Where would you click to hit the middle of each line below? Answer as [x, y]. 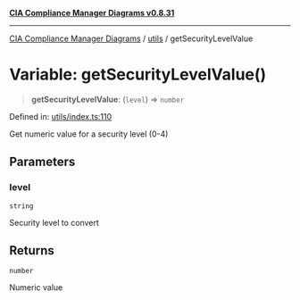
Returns [32, 250]
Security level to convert [54, 222]
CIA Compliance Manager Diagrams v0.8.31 [92, 13]
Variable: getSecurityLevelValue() [138, 75]
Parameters [42, 162]
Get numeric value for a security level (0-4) [89, 134]
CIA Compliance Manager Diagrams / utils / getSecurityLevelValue [131, 38]
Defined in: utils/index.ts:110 [61, 116]
